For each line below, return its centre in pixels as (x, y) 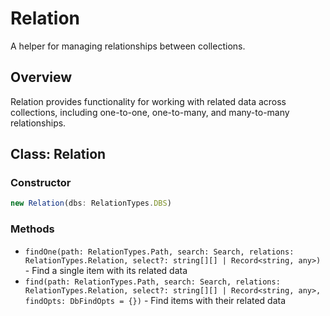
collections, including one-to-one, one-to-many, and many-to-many (150, 112)
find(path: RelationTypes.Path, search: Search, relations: (152, 282)
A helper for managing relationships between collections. (128, 46)
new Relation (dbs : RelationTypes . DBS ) (91, 203)
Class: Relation (58, 154)
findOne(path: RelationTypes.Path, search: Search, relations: (159, 252)
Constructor (41, 183)
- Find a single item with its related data (106, 270)
